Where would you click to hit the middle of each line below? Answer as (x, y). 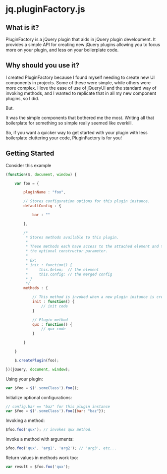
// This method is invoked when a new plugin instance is (93, 297)
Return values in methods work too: (42, 458)
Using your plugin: (24, 379)
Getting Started (30, 153)
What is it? (22, 28)
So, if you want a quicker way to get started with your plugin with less (77, 132)
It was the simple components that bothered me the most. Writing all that (80, 118)
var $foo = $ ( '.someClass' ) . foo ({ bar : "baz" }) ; (56, 411)
